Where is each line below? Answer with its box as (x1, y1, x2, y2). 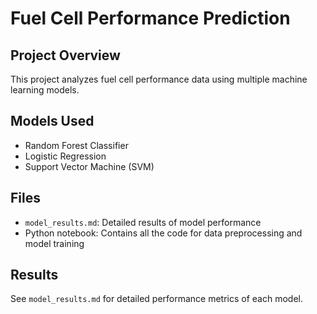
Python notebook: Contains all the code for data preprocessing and (24, 227, 303, 239)
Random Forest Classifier (24, 139, 129, 151)
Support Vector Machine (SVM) (24, 160, 155, 172)
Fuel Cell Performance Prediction (10, 7, 291, 30)
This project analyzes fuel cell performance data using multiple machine (10, 73, 308, 85)
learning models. (10, 84, 80, 96)
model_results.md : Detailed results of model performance (24, 216, 262, 228)
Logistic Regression (24, 150, 107, 162)
